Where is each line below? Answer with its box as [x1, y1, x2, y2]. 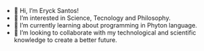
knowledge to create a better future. [13, 36, 118, 44]
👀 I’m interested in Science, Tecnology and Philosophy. [13, 14, 171, 22]
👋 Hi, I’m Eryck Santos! [13, 7, 79, 14]
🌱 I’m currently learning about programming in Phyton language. [13, 21, 198, 29]
